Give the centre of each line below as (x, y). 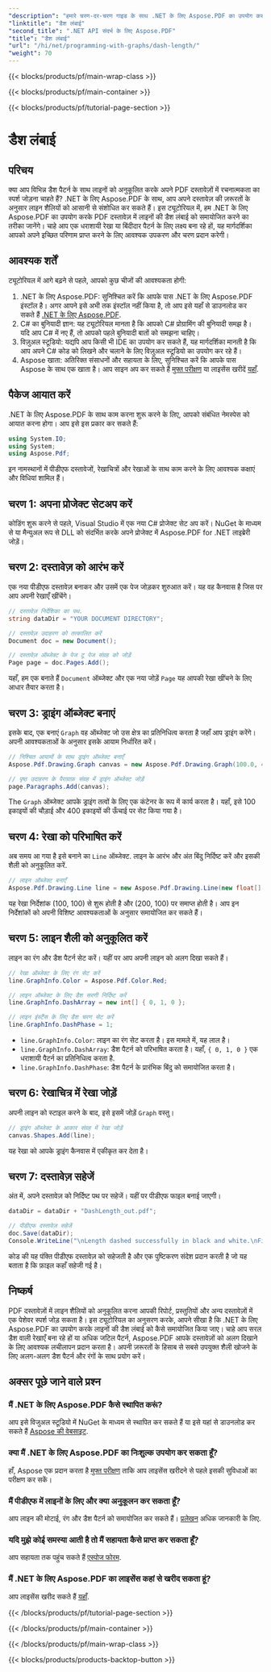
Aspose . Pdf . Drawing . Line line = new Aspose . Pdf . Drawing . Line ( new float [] (135, 888)
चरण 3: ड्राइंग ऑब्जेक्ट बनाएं (62, 713)
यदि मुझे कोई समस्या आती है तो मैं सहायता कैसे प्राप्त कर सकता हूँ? (104, 1540)
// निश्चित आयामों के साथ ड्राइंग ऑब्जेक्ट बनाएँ (66, 757)
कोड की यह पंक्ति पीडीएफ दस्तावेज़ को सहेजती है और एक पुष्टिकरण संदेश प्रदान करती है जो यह (128, 1256)
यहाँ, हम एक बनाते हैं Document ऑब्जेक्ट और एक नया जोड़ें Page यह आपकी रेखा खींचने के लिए (130, 678)
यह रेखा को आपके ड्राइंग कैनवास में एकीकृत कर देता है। (79, 1151)
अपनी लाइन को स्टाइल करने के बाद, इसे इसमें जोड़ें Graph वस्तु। (92, 1112)
